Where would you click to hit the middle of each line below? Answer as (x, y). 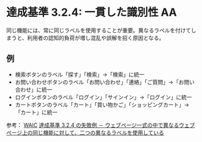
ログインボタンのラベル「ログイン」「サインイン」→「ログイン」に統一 (103, 97)
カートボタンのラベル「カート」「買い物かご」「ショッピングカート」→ (102, 105)
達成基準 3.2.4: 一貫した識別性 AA (92, 12)
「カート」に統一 (36, 112)
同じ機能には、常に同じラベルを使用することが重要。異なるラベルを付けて (99, 30)
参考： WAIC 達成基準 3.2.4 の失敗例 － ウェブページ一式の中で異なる (93, 125)
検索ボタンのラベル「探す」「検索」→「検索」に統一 (80, 74)
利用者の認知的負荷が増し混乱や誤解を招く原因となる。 (96, 37)
